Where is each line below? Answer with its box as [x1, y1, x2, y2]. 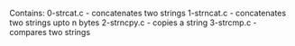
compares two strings [9, 27, 91, 37]
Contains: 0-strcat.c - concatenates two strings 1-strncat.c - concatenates [9, 8, 287, 18]
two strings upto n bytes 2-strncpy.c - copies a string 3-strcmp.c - [9, 17, 257, 28]
